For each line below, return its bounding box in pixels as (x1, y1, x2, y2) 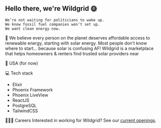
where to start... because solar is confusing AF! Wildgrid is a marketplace (5, 45, 154, 51)
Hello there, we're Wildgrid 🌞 (5, 4, 97, 13)
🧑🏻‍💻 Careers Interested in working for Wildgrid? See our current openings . (5, 117, 157, 123)
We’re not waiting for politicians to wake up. (5, 17, 105, 22)
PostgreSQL (12, 102, 37, 108)
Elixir (12, 82, 23, 87)
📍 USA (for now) (5, 60, 38, 66)
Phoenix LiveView (12, 92, 48, 98)
